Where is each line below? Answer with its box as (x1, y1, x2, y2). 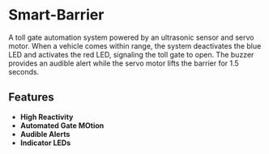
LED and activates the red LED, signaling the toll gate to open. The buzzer (8, 49, 254, 59)
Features (8, 91, 54, 105)
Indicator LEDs (19, 138, 71, 148)
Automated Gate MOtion (19, 120, 105, 130)
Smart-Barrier (8, 6, 105, 24)
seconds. (8, 66, 40, 76)
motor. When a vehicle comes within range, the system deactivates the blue (8, 41, 262, 50)
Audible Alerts (19, 129, 70, 139)
